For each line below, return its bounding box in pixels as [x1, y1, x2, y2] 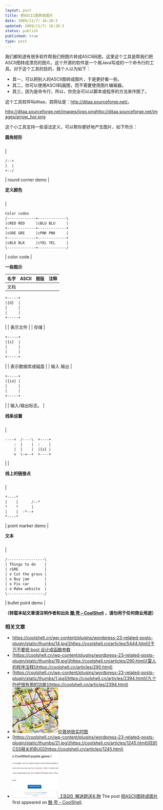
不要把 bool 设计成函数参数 [16, 647, 71, 653]
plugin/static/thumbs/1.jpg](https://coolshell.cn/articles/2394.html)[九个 [12, 675, 157, 681]
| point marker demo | [5, 523, 49, 529]
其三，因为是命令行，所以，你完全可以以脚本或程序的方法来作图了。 [12, 88, 149, 94]
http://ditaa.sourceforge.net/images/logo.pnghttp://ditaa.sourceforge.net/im [5, 108, 158, 115]
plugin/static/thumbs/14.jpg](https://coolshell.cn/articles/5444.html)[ [12, 641, 151, 647]
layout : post [5, 8, 32, 13]
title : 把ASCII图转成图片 [5, 13, 54, 18]
